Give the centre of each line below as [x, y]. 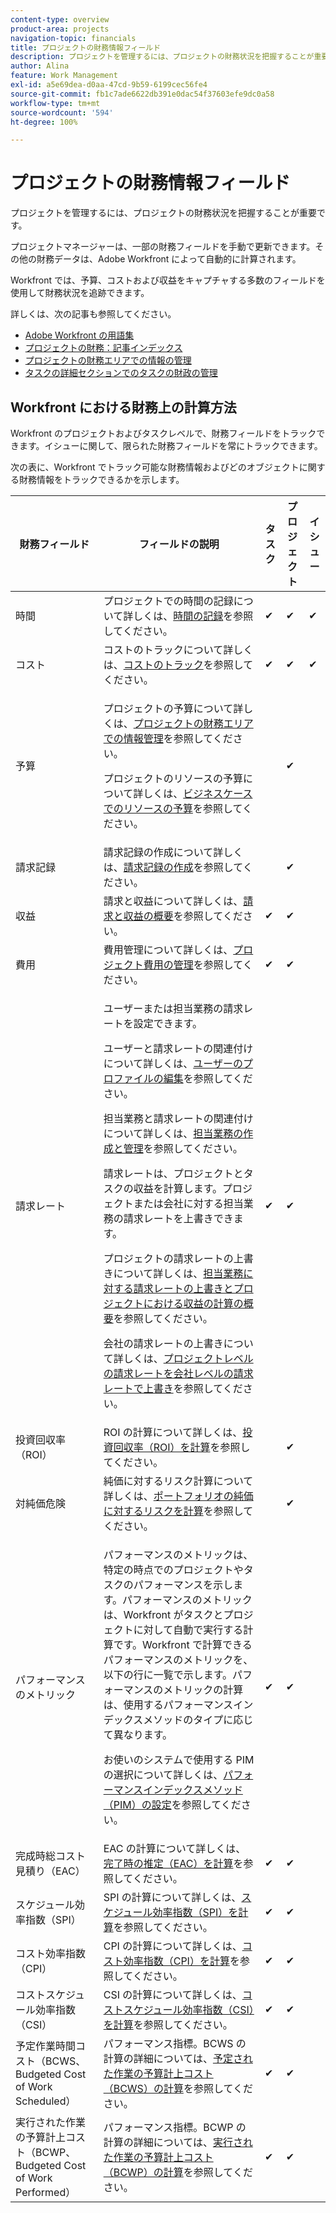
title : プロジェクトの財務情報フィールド [86, 47]
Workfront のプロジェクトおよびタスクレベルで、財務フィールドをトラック [163, 433]
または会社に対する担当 [188, 1203]
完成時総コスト [51, 1856]
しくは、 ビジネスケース [198, 793]
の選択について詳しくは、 [163, 1774]
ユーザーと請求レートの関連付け [178, 1048]
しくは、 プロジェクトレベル [188, 1358]
